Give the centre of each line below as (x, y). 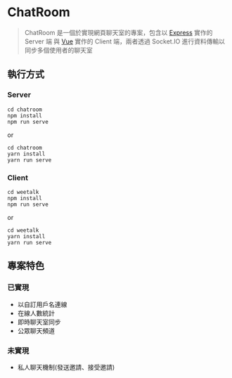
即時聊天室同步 (39, 322)
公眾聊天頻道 (36, 330)
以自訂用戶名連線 (42, 304)
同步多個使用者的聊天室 (58, 50)
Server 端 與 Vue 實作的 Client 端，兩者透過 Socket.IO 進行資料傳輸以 (125, 41)
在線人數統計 (36, 313)
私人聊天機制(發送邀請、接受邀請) (66, 367)
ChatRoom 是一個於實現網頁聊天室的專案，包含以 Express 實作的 (118, 32)
